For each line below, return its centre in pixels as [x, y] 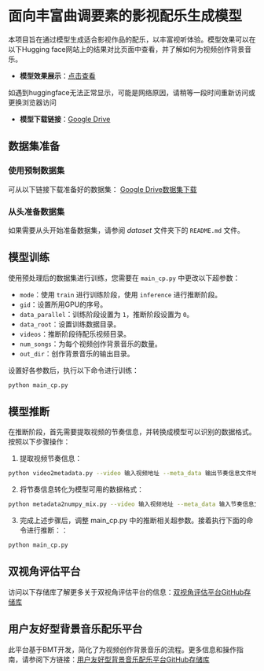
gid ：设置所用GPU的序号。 [63, 304]
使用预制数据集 [37, 171]
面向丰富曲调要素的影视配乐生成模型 [125, 16]
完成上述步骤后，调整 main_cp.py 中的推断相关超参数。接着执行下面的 [133, 521]
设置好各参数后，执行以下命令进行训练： [73, 370]
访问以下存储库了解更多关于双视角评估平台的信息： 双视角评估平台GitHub [126, 592]
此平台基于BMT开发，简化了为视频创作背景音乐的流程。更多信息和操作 [123, 649]
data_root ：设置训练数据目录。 [70, 324]
